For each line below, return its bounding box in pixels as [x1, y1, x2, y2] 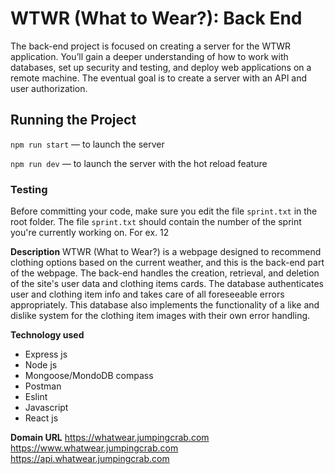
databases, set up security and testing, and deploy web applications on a [10, 61, 312, 73]
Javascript [24, 402, 69, 414]
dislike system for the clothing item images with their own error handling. [10, 310, 311, 322]
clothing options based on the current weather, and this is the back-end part [10, 257, 325, 269]
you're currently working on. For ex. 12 [10, 227, 170, 239]
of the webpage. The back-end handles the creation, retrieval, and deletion [10, 267, 320, 279]
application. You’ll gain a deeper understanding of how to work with [10, 50, 289, 62]
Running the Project [10, 112, 137, 129]
